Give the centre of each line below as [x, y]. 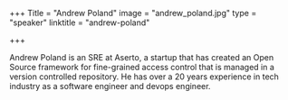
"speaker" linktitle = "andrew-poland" [80, 23]
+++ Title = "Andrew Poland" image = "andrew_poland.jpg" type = [133, 13]
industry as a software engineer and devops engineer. [110, 86]
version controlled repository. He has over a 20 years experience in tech [144, 77]
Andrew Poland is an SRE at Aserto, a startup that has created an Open [142, 57]
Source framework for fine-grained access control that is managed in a [142, 67]
